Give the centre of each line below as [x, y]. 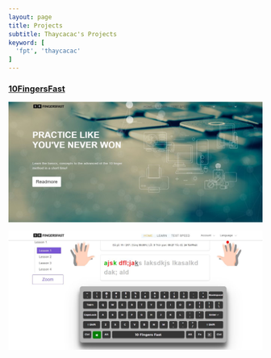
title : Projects [35, 25]
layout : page [30, 17]
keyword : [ [27, 43]
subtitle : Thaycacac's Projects [63, 34]
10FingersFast [37, 89]
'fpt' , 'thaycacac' [48, 51]
